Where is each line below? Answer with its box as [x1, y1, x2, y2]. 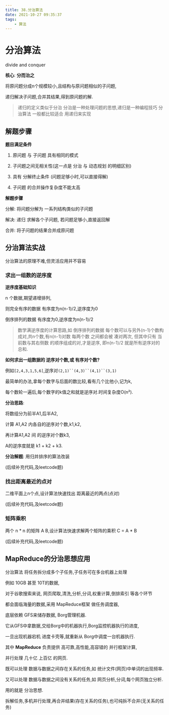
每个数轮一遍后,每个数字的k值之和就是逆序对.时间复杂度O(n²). [5, 389, 134, 395]
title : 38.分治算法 [5, 7, 43, 13]
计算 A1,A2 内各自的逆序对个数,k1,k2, [5, 421, 82, 427]
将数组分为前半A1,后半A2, [5, 410, 59, 417]
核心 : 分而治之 [5, 72, 34, 78]
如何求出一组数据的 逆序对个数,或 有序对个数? [5, 357, 100, 363]
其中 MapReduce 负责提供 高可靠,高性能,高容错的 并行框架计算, [5, 644, 137, 650]
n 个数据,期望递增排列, [5, 295, 52, 301]
